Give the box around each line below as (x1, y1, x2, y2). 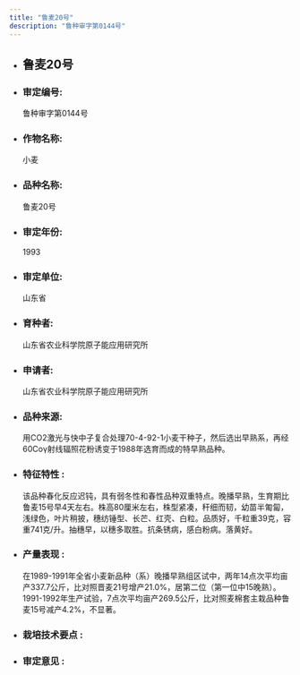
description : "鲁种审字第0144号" (9, 21, 126, 30)
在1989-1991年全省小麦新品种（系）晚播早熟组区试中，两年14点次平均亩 (21, 570, 288, 581)
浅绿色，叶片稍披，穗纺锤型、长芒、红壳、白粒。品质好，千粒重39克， (21, 512, 284, 524)
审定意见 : (21, 654, 65, 667)
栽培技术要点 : (21, 628, 83, 641)
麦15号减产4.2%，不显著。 (21, 603, 121, 614)
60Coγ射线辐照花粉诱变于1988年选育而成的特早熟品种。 (21, 444, 230, 455)
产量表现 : (21, 548, 65, 560)
